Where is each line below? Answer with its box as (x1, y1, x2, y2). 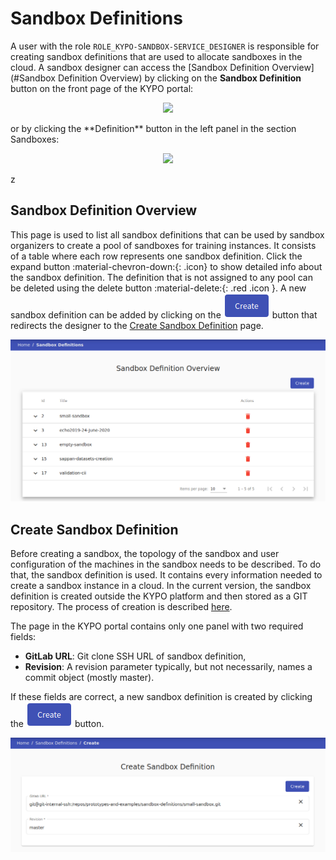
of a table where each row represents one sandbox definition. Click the (10, 250, 303, 262)
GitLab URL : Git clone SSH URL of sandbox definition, (24, 650, 247, 662)
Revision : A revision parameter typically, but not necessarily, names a (24, 660, 313, 672)
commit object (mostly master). (24, 671, 155, 683)
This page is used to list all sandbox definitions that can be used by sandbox (10, 228, 325, 241)
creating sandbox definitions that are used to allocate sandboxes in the (10, 50, 303, 62)
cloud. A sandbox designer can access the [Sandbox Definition (10, 61, 270, 73)
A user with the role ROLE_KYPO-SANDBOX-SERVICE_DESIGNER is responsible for (10, 40, 320, 52)
